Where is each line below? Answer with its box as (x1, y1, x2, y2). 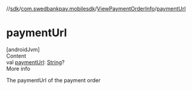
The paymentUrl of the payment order (6, 76, 101, 83)
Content (6, 52, 27, 59)
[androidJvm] (6, 46, 40, 53)
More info (6, 65, 31, 72)
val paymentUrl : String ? (6, 58, 65, 65)
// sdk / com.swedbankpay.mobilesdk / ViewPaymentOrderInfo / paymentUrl (6, 5, 186, 12)
